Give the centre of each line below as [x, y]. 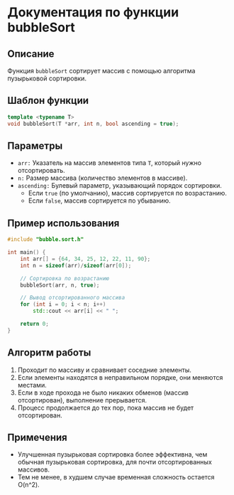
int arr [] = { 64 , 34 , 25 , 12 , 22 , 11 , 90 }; [85, 259]
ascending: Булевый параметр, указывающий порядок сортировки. [119, 186]
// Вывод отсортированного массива [73, 298]
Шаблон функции [48, 101]
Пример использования [63, 223]
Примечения [37, 438]
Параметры [35, 145]
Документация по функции [93, 12]
